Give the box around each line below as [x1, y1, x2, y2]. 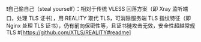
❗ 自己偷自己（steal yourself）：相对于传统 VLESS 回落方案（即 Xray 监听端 [6, 5, 188, 12]
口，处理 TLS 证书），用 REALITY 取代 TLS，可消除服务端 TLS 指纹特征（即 [6, 14, 191, 22]
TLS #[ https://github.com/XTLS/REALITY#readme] [6, 29, 131, 36]
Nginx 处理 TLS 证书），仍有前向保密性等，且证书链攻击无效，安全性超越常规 [6, 22, 196, 29]
